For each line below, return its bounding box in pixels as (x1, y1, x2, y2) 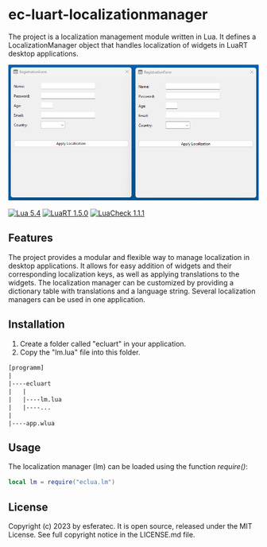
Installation (8, 318, 65, 332)
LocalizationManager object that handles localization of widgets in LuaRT (8, 40, 248, 49)
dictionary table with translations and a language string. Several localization (8, 286, 256, 296)
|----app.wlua (8, 419, 56, 427)
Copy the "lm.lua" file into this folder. (19, 347, 141, 357)
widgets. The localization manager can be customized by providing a (8, 277, 234, 287)
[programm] (8, 363, 44, 371)
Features (8, 231, 53, 245)
